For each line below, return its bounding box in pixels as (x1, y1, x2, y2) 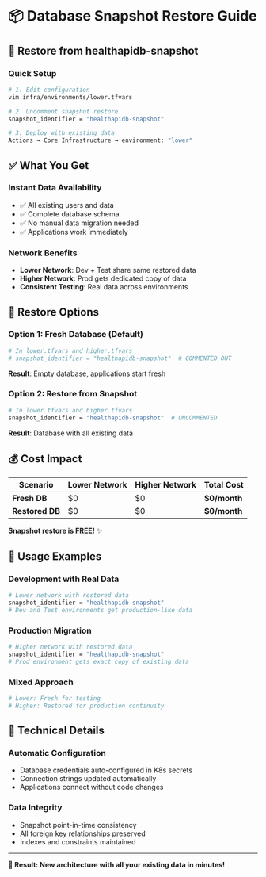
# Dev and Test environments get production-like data (8, 606, 193, 614)
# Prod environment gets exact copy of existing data (8, 657, 190, 665)
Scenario (18, 480, 54, 491)
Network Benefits (8, 247, 78, 259)
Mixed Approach (8, 676, 74, 687)
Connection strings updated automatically (19, 774, 157, 783)
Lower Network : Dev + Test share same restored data (19, 266, 196, 275)
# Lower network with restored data (8, 592, 129, 599)
